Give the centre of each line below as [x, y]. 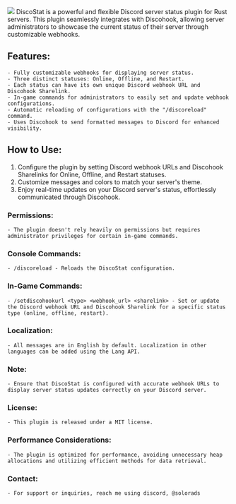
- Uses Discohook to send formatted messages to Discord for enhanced [113, 122]
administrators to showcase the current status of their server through [108, 27]
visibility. [25, 128]
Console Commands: [44, 253]
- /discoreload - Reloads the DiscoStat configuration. [91, 268]
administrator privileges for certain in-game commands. [93, 236]
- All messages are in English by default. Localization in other [107, 345]
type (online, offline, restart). [58, 313]
